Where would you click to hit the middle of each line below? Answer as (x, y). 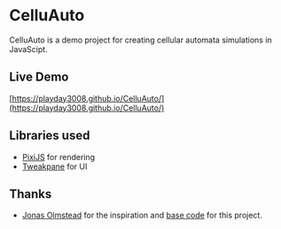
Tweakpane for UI (55, 166)
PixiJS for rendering (59, 156)
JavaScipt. (28, 49)
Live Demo (39, 77)
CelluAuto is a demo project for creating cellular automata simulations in (140, 40)
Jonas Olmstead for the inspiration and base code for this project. (142, 215)
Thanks (31, 194)
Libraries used (50, 136)
